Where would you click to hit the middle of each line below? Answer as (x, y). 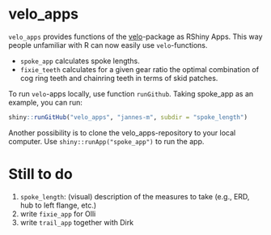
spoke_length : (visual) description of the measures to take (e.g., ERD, (135, 196)
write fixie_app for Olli (58, 214)
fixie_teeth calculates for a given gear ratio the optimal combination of (140, 69)
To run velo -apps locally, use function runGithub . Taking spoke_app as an (131, 93)
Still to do (40, 174)
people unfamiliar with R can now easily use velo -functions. (108, 45)
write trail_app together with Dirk (77, 222)
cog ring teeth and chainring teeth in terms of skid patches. (119, 78)
